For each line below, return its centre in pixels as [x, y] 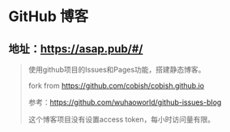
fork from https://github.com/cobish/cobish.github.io [116, 86]
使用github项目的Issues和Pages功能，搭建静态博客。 [117, 70]
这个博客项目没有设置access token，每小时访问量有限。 [121, 119]
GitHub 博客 [49, 16]
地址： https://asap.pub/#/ [76, 49]
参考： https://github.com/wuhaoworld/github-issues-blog [125, 102]
